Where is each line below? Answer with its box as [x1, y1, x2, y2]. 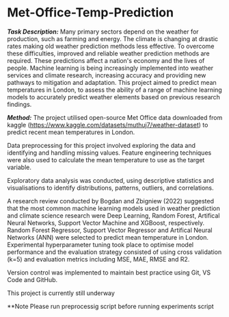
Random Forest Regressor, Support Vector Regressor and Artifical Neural [7, 226, 213, 234]
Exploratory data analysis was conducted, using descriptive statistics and [7, 176, 214, 184]
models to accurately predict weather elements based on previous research [7, 92, 221, 101]
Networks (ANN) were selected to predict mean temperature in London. [7, 233, 209, 241]
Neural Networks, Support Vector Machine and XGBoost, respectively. [7, 218, 205, 227]
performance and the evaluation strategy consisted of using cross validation [7, 248, 222, 256]
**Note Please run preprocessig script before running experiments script [7, 302, 214, 310]
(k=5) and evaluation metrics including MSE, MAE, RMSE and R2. [7, 255, 190, 263]
